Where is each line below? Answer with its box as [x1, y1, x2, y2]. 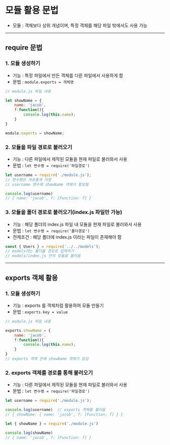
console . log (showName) [5, 430, 53, 435]
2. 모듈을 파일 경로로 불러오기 [5, 143, 72, 151]
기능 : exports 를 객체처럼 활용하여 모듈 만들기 [12, 302, 104, 308]
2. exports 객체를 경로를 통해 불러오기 [5, 369, 93, 376]
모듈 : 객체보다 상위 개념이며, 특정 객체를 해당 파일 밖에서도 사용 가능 [12, 22, 148, 28]
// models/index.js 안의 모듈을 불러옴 [5, 253, 81, 258]
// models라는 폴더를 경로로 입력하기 [5, 249, 74, 254]
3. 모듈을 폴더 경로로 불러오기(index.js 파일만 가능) [5, 209, 122, 216]
